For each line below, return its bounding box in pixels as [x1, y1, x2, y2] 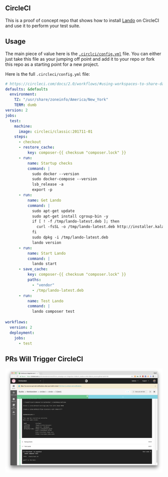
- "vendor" [31, 282, 55, 288]
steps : [14, 134, 28, 140]
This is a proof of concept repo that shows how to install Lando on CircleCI [5, 17, 159, 23]
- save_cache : [18, 267, 48, 272]
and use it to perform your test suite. [5, 23, 80, 29]
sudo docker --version [31, 171, 79, 176]
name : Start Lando [27, 251, 66, 256]
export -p [31, 187, 52, 192]
